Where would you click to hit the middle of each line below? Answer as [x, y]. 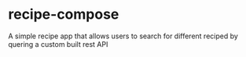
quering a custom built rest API [58, 44]
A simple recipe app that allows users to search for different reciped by [123, 36]
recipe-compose [64, 14]
